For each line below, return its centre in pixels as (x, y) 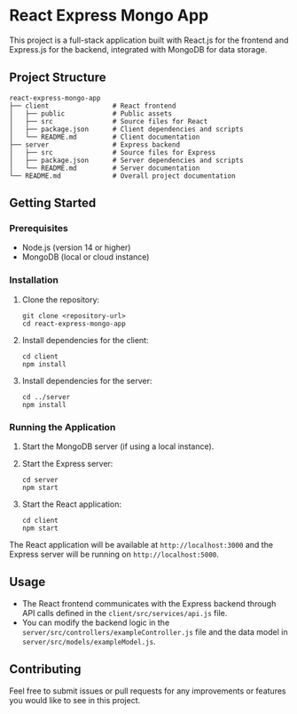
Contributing (45, 669)
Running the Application (63, 427)
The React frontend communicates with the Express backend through (149, 603)
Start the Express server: (67, 464)
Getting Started (53, 203)
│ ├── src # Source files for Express (113, 152)
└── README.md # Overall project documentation (123, 176)
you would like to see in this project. (75, 700)
